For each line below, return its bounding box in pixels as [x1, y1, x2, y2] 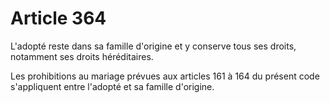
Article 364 [10, 7, 107, 30]
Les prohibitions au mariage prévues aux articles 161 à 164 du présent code [10, 70, 320, 82]
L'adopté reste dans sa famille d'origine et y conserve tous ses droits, [10, 40, 297, 52]
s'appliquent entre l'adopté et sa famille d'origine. [10, 80, 215, 92]
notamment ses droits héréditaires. [10, 50, 154, 62]
